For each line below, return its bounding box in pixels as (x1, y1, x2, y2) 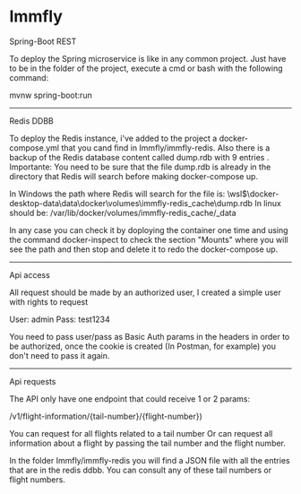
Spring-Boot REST (9, 36, 77, 47)
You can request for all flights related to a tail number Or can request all (9, 428, 273, 438)
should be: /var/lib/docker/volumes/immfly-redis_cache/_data (9, 207, 236, 218)
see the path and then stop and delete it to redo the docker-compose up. (9, 244, 279, 255)
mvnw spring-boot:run (9, 90, 92, 100)
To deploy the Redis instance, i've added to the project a (9, 133, 218, 143)
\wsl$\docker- (227, 188, 279, 199)
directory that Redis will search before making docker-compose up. (9, 170, 258, 181)
